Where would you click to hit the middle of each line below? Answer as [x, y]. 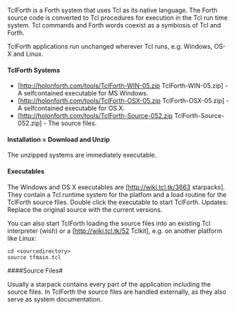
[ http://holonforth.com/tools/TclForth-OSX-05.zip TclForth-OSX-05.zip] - [123, 101]
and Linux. [28, 54]
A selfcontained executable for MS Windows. [83, 93]
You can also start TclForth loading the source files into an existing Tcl [109, 223]
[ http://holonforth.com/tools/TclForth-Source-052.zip [95, 116]
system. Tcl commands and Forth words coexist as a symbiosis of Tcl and [114, 25]
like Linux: [22, 238]
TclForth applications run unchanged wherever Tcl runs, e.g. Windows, [110, 46]
